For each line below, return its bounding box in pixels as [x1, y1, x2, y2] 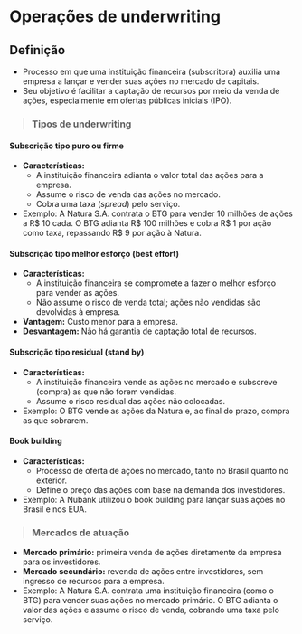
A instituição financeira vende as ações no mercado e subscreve [35, 376, 278, 387]
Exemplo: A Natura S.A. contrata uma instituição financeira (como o [22, 585, 274, 596]
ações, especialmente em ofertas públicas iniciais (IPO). [22, 95, 232, 106]
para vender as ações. [35, 288, 120, 298]
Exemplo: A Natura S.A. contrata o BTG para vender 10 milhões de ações [22, 208, 294, 219]
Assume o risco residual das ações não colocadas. [35, 395, 226, 406]
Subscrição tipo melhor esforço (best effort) [9, 248, 179, 259]
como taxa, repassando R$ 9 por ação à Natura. [22, 228, 202, 239]
